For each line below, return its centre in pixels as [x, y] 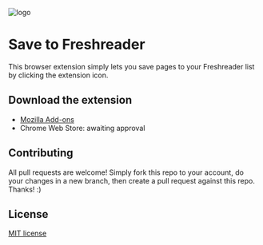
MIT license [28, 233]
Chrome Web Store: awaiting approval [82, 128]
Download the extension [70, 100]
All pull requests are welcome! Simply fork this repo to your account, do [126, 172]
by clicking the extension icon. [58, 75]
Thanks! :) [25, 189]
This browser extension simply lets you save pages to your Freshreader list [131, 66]
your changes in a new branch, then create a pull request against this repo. [132, 180]
